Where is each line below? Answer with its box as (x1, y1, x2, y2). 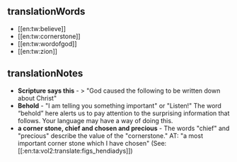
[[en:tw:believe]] (17, 24, 66, 33)
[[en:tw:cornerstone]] (17, 32, 81, 40)
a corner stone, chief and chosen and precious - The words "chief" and (17, 124, 230, 132)
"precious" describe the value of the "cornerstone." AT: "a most (17, 131, 204, 140)
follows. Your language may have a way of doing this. (17, 116, 173, 125)
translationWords (7, 6, 86, 18)
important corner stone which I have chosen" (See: (17, 139, 167, 147)
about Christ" (17, 93, 57, 102)
